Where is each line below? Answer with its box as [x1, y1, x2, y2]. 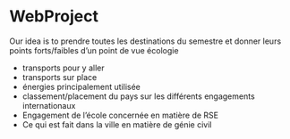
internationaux [21, 100, 76, 110]
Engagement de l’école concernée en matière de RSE [21, 110, 219, 120]
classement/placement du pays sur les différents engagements [21, 91, 255, 102]
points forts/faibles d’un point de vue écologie [9, 45, 179, 55]
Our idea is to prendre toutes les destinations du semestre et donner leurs [9, 36, 282, 46]
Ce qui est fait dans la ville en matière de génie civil [21, 119, 212, 130]
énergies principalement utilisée [21, 81, 141, 92]
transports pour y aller [21, 62, 105, 73]
